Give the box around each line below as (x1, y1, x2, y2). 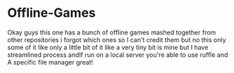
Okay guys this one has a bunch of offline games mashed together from (7, 28, 216, 36)
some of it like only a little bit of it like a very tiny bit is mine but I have (7, 43, 209, 51)
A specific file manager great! (7, 58, 94, 66)
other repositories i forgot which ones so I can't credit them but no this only (7, 35, 227, 44)
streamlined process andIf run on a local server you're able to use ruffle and (7, 51, 228, 59)
